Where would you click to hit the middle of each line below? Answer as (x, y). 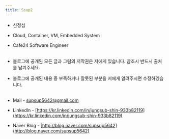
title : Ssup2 (19, 10)
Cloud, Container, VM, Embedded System (56, 35)
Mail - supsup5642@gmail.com (46, 100)
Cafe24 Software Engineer (40, 45)
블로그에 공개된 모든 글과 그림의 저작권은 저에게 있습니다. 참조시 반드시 (82, 61)
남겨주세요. (29, 67)
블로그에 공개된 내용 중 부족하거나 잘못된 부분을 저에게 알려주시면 (77, 78)
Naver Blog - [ (27, 125)
